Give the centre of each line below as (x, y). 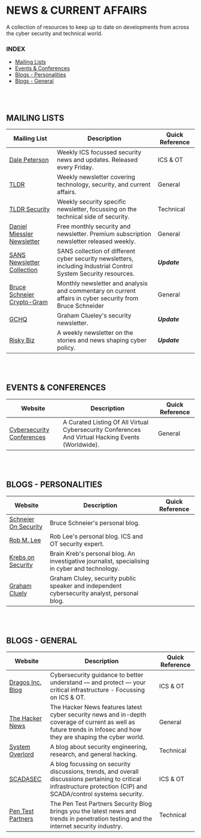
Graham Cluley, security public (93, 578)
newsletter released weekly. (96, 241)
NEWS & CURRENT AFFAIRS (77, 10)
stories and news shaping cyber (102, 340)
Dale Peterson (29, 160)
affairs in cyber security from (98, 298)
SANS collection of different (96, 251)
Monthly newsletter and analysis (102, 283)
